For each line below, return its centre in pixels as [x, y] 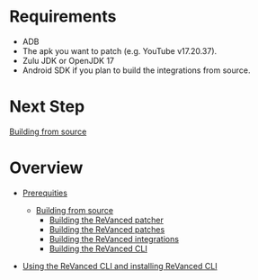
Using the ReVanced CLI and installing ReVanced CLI [120, 266]
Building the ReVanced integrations [114, 239]
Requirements [63, 17]
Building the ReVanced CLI [98, 248]
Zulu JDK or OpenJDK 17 [68, 60]
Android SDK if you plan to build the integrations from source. [136, 70]
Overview [46, 168]
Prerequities [44, 193]
